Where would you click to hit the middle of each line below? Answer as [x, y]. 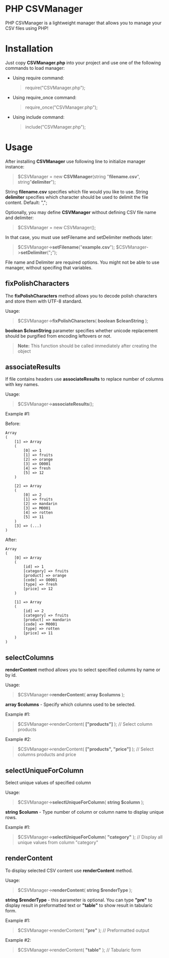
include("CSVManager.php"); [55, 127]
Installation [29, 49]
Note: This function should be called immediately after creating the [87, 346]
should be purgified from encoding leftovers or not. [59, 336]
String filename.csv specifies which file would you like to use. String [77, 192]
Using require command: [38, 78]
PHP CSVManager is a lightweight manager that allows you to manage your [83, 23]
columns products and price [47, 755]
